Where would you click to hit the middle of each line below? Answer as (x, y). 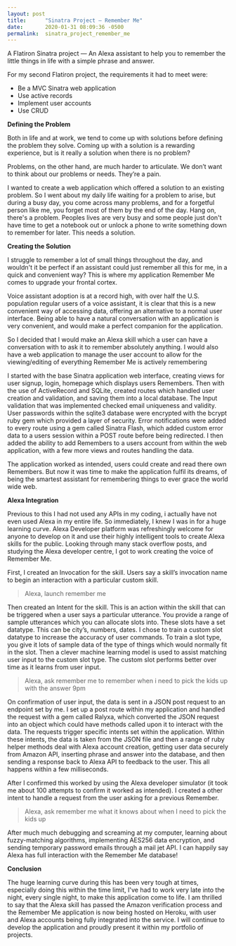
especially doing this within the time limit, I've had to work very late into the (116, 890)
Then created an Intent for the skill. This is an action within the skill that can (117, 607)
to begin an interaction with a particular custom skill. (83, 580)
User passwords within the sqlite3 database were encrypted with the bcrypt (117, 413)
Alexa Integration (33, 500)
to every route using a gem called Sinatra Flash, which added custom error (115, 428)
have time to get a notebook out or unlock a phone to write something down (117, 225)
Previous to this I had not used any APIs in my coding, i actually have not (112, 514)
